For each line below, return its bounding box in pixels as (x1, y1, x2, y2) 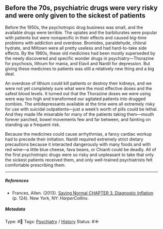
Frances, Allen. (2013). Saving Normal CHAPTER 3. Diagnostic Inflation (12, 190, 154, 196)
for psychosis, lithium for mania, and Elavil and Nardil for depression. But (5, 60, 150, 66)
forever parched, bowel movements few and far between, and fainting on (5, 116, 151, 122)
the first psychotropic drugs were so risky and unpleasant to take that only (5, 152, 154, 158)
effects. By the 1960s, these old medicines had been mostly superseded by (5, 50, 156, 56)
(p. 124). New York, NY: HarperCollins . (12, 195, 89, 201)
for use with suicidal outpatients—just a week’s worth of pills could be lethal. (5, 106, 158, 112)
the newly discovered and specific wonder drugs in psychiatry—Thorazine (5, 55, 154, 61)
